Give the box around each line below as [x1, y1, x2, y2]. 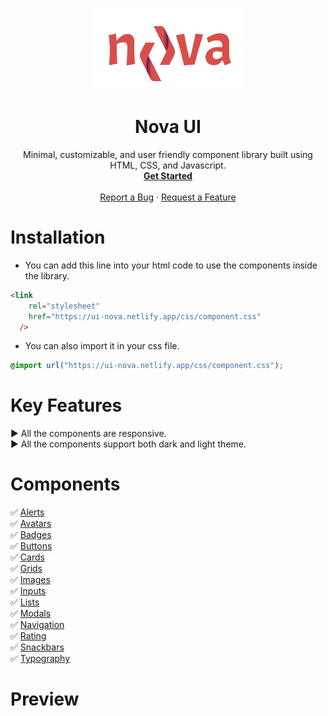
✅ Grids [10, 563, 43, 575]
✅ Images [10, 574, 51, 586]
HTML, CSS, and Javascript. [109, 159, 227, 171]
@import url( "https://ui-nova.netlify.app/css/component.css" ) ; [10, 361, 284, 371]
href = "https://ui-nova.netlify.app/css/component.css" [28, 311, 262, 322]
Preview [10, 688, 80, 711]
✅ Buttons [10, 540, 53, 552]
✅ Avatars [10, 518, 52, 530]
